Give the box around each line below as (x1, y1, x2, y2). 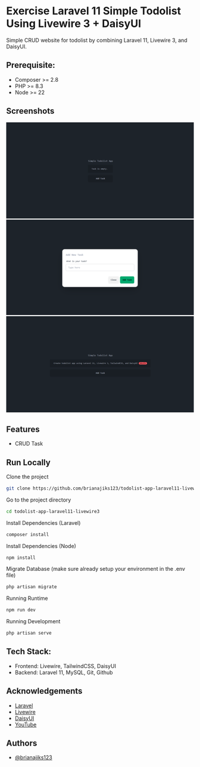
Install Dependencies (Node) (6, 542, 76, 549)
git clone (6, 485, 31, 491)
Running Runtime (6, 595, 48, 602)
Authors (6, 738, 37, 749)
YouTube (14, 720, 37, 728)
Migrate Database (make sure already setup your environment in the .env (6, 565, 186, 573)
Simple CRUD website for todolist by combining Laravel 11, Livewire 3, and (6, 36, 187, 44)
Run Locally (6, 457, 51, 468)
